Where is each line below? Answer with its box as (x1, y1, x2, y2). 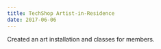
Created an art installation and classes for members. (7, 35, 155, 43)
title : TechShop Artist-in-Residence (7, 10, 115, 17)
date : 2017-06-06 (7, 16, 57, 23)
